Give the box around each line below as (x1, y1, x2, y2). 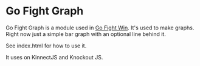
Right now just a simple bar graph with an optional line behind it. (5, 30, 167, 37)
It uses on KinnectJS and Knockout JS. (5, 53, 103, 61)
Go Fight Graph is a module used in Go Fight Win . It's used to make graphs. (5, 24, 195, 31)
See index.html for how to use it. (5, 42, 87, 49)
